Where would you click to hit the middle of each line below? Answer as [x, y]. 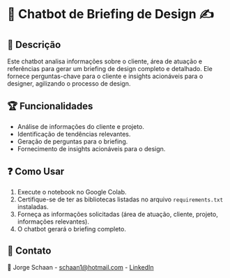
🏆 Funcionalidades [50, 106]
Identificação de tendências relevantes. [74, 134]
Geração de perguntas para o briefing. [72, 141]
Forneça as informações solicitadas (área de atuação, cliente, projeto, [117, 214]
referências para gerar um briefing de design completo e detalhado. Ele [110, 69]
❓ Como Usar [36, 172]
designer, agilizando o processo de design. [69, 84]
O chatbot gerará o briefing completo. [72, 229]
